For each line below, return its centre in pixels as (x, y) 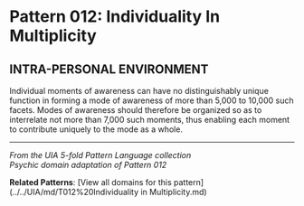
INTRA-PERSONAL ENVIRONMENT (109, 69)
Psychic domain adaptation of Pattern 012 (88, 165)
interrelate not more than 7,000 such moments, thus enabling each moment (150, 120)
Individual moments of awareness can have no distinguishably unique (139, 91)
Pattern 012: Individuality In (114, 17)
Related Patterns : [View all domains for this (90, 182)
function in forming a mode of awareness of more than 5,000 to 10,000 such (152, 100)
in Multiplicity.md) (173, 192)
